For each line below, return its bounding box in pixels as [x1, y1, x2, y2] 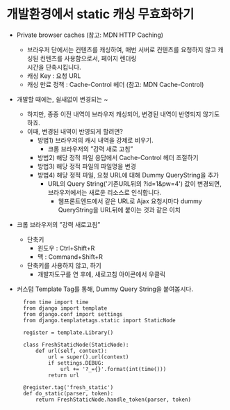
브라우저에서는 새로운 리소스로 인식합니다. [47, 188, 161, 196]
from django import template [23, 304, 108, 312]
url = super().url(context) [47, 353, 129, 361]
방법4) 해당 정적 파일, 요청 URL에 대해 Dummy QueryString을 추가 [37, 171, 220, 179]
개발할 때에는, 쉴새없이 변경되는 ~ [16, 95, 108, 103]
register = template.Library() [23, 329, 114, 336]
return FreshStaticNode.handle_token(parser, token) [35, 396, 192, 403]
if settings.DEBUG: [47, 359, 105, 366]
